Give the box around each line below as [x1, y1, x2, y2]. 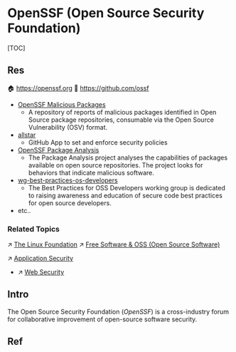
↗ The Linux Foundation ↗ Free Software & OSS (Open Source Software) [7, 240, 220, 249]
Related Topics [7, 224, 60, 234]
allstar [17, 130, 36, 139]
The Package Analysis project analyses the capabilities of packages [28, 153, 228, 162]
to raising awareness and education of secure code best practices [28, 191, 222, 200]
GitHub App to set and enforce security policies [28, 138, 168, 147]
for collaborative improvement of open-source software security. [7, 315, 198, 323]
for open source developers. [28, 198, 112, 207]
